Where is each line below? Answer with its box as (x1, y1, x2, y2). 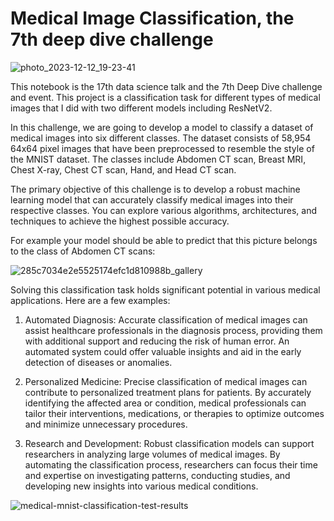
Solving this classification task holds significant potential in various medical (10, 283, 321, 296)
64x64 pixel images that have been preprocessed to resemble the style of (10, 142, 315, 154)
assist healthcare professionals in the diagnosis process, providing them (24, 324, 323, 336)
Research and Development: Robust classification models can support (24, 437, 315, 449)
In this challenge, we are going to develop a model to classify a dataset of (10, 121, 314, 133)
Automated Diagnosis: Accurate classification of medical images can (24, 313, 308, 326)
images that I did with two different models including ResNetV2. (10, 102, 273, 114)
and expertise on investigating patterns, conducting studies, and (24, 469, 291, 481)
